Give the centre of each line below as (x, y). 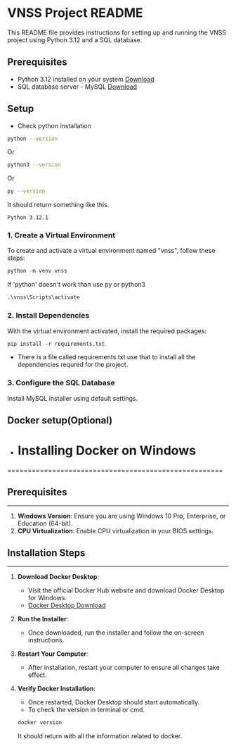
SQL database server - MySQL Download (77, 87)
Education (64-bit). (45, 523)
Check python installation (54, 125)
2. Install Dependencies (48, 316)
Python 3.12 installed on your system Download (86, 79)
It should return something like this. (58, 205)
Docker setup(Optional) (60, 421)
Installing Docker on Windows (107, 450)
